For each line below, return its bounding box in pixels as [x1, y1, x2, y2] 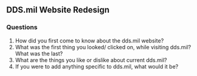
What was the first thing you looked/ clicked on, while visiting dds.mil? [15, 43, 192, 50]
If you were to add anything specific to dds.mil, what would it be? [15, 63, 179, 70]
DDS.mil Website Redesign [6, 5, 110, 15]
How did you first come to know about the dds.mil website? [15, 36, 164, 44]
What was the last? [15, 50, 63, 57]
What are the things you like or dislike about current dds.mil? [15, 56, 167, 63]
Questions [6, 23, 38, 32]
